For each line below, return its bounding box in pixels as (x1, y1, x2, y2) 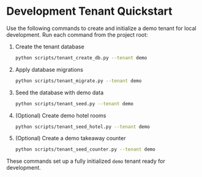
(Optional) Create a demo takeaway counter (15, 135, 126, 142)
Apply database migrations (15, 66, 84, 73)
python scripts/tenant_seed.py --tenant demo (15, 100, 133, 107)
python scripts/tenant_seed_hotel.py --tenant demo (15, 124, 150, 130)
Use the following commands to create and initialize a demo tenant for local (6, 24, 197, 32)
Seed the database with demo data (15, 89, 104, 96)
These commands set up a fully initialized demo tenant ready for (6, 157, 165, 165)
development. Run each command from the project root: (6, 31, 148, 38)
